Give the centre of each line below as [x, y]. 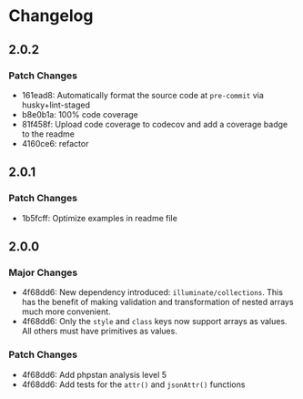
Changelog [51, 16]
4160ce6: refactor [55, 143]
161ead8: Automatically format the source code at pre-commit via [143, 95]
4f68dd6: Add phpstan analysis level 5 [94, 374]
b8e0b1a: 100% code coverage [80, 114]
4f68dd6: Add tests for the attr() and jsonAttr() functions [133, 384]
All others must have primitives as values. [100, 331]
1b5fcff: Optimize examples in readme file [100, 218]
